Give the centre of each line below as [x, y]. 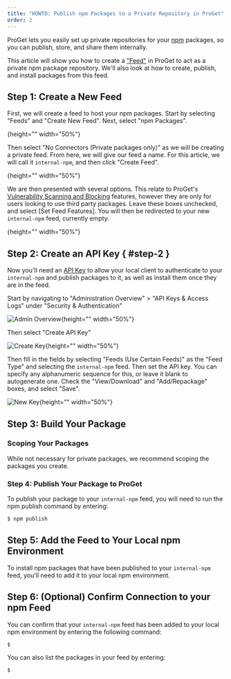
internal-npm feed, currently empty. [58, 218]
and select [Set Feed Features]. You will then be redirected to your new [108, 211]
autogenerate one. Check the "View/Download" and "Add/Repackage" [107, 382]
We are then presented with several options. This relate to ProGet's [103, 189]
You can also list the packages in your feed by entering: [86, 658]
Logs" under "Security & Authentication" [65, 306]
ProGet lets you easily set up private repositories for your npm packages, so [115, 39]
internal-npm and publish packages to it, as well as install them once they [112, 278]
